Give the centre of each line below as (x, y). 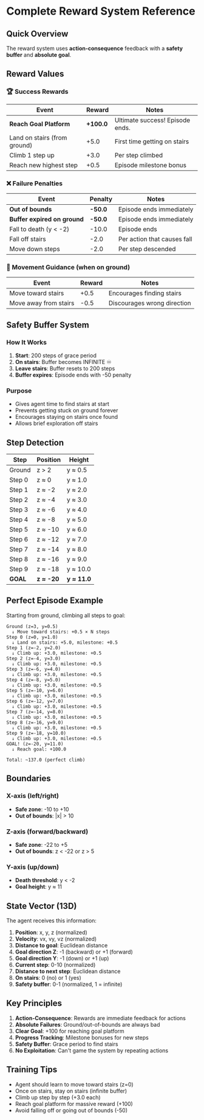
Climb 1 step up (32, 155)
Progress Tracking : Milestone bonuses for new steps (82, 1037)
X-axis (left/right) (33, 796)
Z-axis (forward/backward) (47, 832)
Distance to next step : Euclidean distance (68, 971)
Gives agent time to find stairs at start (62, 404)
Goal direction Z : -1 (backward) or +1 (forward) (74, 952)
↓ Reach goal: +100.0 (39, 749)
